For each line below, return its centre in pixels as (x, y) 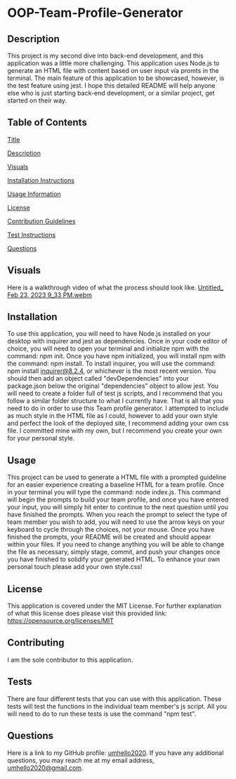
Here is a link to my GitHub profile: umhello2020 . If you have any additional (116, 752)
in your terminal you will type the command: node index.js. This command (114, 492)
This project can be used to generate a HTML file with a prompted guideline (117, 477)
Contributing (36, 643)
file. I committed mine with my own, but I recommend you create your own (115, 431)
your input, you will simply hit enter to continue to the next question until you (118, 507)
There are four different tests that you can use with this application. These (114, 699)
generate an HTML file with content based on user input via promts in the (113, 71)
